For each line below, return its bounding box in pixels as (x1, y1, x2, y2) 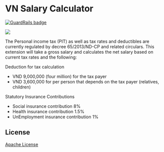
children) (12, 84, 31, 90)
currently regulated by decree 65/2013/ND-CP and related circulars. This (5, 43, 155, 50)
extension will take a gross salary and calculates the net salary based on (5, 49, 154, 55)
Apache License (5, 141, 38, 147)
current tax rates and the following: (5, 54, 77, 60)
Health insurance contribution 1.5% (12, 108, 84, 114)
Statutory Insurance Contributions (5, 93, 75, 99)
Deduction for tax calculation (5, 64, 65, 70)
